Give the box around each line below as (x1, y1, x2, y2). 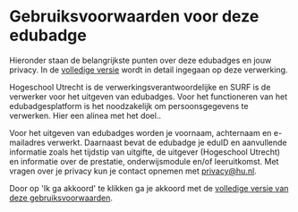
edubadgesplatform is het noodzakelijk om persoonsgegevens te (9, 100, 249, 111)
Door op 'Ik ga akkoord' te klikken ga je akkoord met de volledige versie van (9, 182, 289, 193)
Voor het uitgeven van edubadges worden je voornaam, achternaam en (9, 127, 272, 138)
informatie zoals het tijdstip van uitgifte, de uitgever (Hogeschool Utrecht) (9, 146, 280, 157)
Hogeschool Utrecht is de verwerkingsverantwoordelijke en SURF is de (9, 81, 271, 92)
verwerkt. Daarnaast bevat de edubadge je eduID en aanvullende (47, 137, 288, 148)
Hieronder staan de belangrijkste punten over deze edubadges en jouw (9, 55, 272, 65)
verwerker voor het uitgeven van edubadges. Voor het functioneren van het (9, 91, 288, 102)
